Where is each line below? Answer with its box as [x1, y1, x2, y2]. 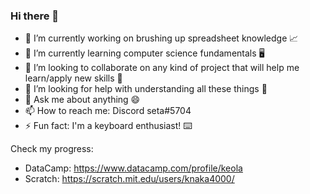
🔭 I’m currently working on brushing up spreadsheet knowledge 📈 [24, 32, 299, 44]
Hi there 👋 [10, 9, 60, 23]
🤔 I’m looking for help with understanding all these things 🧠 [24, 83, 268, 95]
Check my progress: [10, 143, 94, 155]
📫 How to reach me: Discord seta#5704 [24, 105, 192, 117]
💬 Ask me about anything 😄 [24, 94, 141, 106]
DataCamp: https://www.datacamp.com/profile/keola [24, 162, 243, 174]
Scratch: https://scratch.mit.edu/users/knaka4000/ [24, 173, 235, 185]
